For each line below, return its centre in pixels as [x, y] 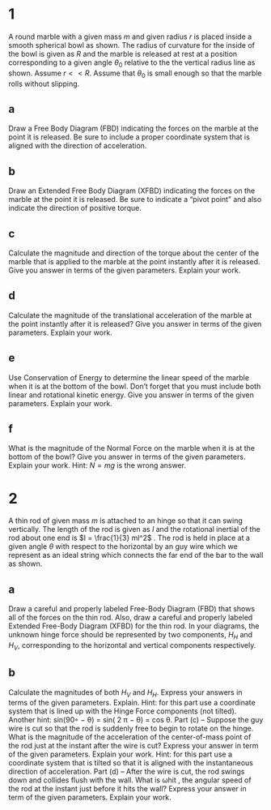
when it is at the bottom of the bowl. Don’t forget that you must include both [135, 386]
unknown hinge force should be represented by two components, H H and [131, 636]
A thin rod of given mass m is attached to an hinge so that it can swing [125, 521]
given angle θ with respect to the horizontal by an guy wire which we [123, 546]
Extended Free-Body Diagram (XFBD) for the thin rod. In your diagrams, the [134, 626]
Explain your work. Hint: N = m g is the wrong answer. [97, 465]
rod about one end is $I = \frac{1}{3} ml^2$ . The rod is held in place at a [129, 538]
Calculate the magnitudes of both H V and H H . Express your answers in [125, 693]
